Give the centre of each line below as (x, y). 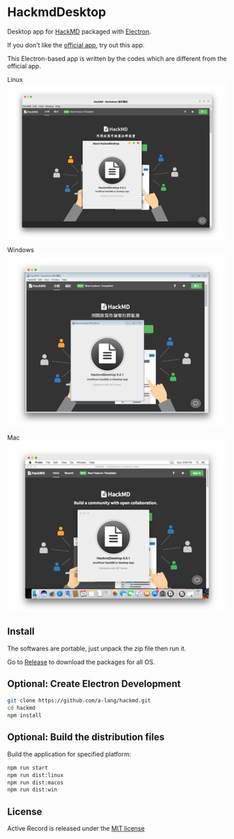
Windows (21, 250)
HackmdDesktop (57, 12)
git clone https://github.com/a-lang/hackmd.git (79, 701)
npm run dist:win (32, 790)
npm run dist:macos (36, 782)
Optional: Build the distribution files (86, 737)
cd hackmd (22, 708)
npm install (24, 716)
